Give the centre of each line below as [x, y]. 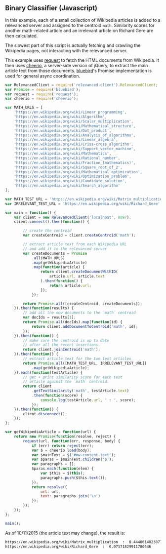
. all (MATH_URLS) [48, 258]
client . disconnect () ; [45, 414]
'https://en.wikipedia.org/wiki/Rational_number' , [67, 158]
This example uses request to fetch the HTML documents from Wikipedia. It [82, 60]
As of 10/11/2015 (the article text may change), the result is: [65, 533]
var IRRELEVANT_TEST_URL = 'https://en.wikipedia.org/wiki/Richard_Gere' [83, 204]
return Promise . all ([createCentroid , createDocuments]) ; [83, 304]
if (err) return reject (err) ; [62, 446]
